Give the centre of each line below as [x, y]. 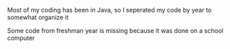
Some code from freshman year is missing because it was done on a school [115, 31]
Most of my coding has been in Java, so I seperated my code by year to [109, 10]
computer [21, 38]
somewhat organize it [38, 17]
